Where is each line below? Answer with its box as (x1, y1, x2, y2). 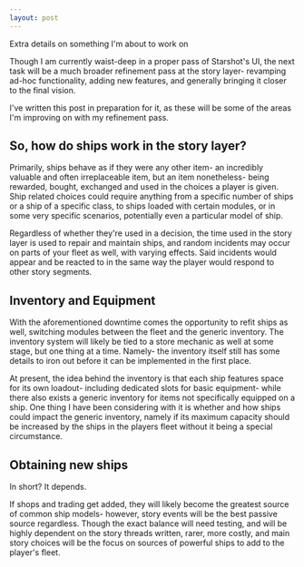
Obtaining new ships (9, 457, 129, 473)
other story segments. (9, 267, 93, 278)
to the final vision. (9, 84, 76, 95)
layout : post (9, 13, 59, 23)
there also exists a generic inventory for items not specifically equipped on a (9, 392, 296, 404)
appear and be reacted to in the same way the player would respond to (9, 257, 275, 268)
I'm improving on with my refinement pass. (9, 112, 170, 122)
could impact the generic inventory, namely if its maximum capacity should (9, 412, 290, 423)
